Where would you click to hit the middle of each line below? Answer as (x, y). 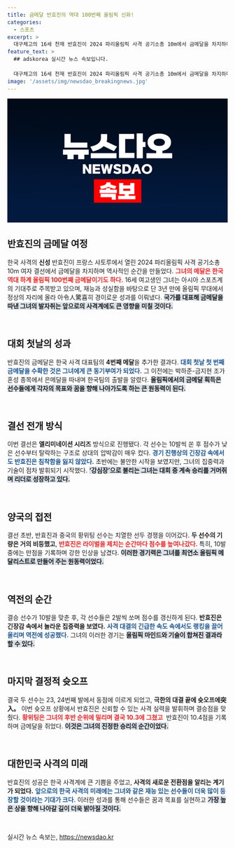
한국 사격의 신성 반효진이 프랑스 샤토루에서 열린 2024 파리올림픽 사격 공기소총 (114, 262)
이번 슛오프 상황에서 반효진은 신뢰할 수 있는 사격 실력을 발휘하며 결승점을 (120, 709)
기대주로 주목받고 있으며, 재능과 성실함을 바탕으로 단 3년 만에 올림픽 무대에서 (119, 288)
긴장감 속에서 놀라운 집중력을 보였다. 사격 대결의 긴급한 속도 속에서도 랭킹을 (109, 627)
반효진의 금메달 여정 (48, 244)
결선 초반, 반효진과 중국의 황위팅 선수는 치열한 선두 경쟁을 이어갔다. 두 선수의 (111, 535)
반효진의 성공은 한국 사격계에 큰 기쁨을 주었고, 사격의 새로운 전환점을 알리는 (109, 782)
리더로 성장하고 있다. (42, 479)
